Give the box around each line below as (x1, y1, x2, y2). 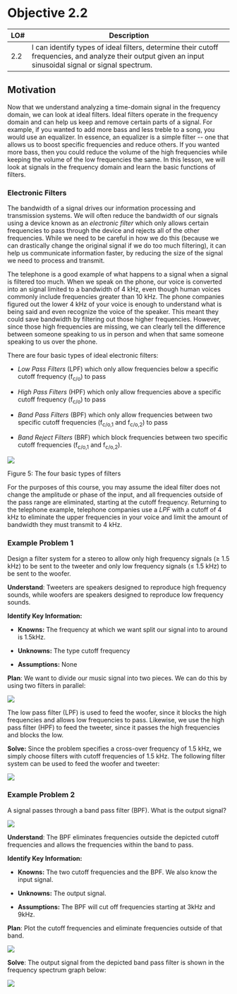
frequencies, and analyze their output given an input (31, 51, 205, 61)
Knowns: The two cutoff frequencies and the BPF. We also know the (17, 868, 217, 876)
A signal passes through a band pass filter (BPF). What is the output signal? (7, 806, 227, 814)
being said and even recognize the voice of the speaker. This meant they (7, 308, 219, 316)
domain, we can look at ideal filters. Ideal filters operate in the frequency (7, 110, 219, 119)
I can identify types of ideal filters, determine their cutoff (31, 42, 219, 52)
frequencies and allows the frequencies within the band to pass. (7, 840, 194, 849)
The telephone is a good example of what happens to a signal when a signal (7, 270, 229, 279)
